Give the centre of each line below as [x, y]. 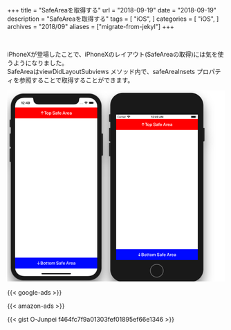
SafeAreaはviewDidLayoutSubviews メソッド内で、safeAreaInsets [101, 72]
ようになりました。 [40, 63]
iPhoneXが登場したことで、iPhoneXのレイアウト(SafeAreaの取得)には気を [112, 54]
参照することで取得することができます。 [76, 80]
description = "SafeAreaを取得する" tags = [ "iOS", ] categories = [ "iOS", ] [113, 19]
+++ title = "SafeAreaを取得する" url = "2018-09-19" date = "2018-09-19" [112, 10]
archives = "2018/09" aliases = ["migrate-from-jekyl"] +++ [91, 27]
